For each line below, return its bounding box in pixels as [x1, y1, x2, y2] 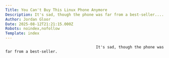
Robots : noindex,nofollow [5, 26, 60, 31]
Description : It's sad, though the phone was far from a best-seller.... [5, 12, 164, 17]
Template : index [5, 31, 39, 36]
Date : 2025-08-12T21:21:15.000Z [5, 21, 73, 27]
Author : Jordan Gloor [5, 17, 51, 22]
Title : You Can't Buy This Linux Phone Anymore [5, 7, 108, 13]
